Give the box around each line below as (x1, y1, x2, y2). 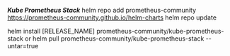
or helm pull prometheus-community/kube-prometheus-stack (24, 34, 205, 43)
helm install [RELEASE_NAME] (7, 27, 96, 35)
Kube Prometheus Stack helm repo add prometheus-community (7, 6, 197, 14)
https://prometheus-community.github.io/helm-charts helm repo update (7, 13, 217, 22)
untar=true (7, 42, 39, 50)
